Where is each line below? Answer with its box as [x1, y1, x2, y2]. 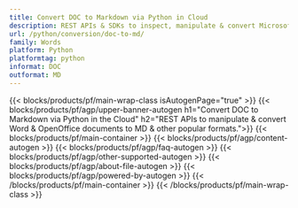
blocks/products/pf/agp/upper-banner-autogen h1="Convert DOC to [9, 104, 259, 115]
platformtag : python [9, 54, 86, 63]
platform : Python [9, 46, 74, 55]
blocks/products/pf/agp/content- [167, 132, 288, 143]
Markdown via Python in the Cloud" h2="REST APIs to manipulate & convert [9, 113, 286, 124]
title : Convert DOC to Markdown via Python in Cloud [9, 12, 208, 22]
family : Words [9, 37, 62, 47]
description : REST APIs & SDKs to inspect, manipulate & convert [9, 21, 255, 30]
